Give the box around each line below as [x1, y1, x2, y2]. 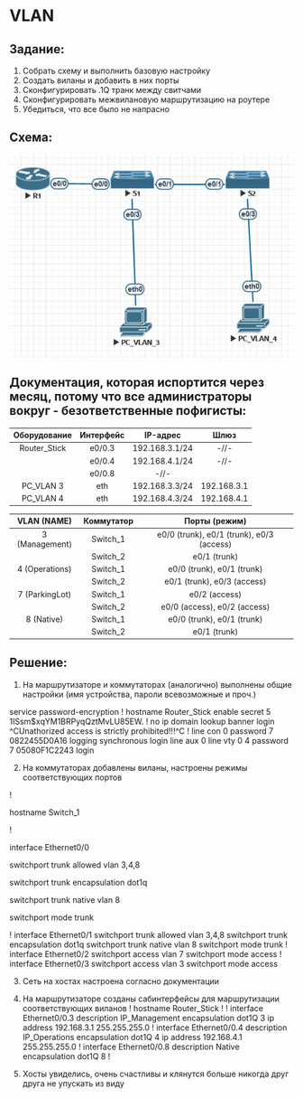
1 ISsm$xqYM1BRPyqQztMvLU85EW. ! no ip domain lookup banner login [9, 716, 275, 727]
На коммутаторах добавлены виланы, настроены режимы [22, 762, 248, 773]
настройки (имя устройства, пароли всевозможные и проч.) [22, 689, 257, 699]
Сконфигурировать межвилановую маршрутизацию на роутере [22, 94, 271, 105]
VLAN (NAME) [16, 516, 72, 527]
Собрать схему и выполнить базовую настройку [22, 65, 211, 76]
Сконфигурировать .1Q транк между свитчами [22, 85, 202, 95]
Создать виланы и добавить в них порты [22, 75, 179, 86]
